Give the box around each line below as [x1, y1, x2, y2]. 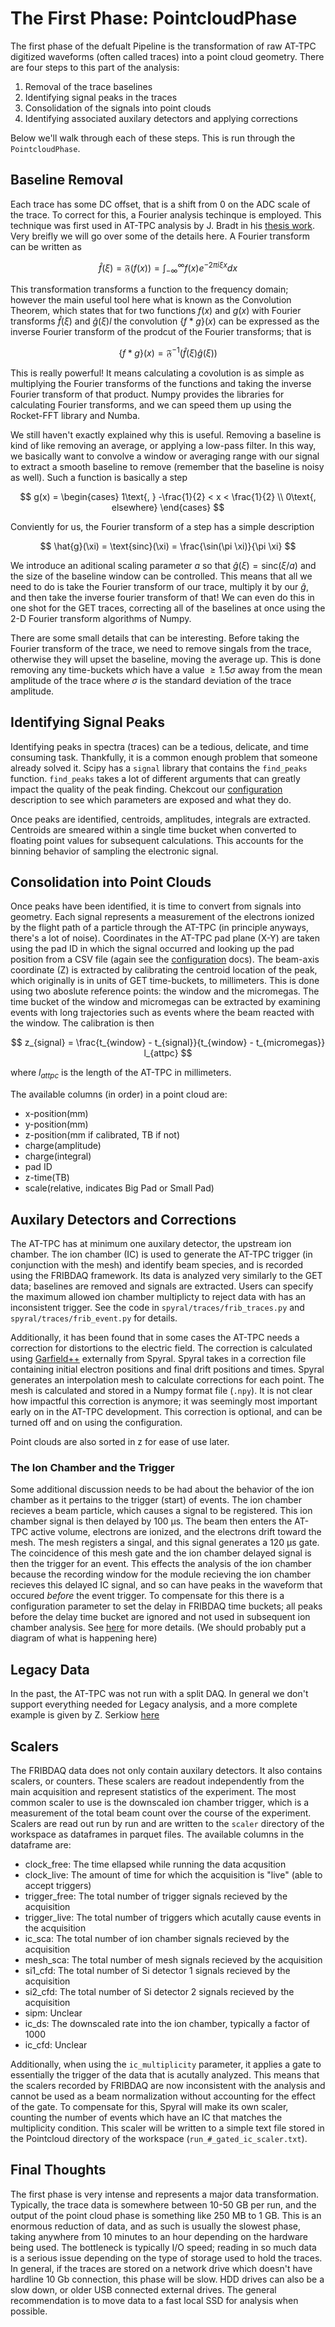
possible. [10, 2305, 48, 2317]
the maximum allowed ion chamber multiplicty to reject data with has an [10, 1291, 307, 1303]
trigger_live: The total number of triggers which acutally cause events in [24, 1912, 322, 1924]
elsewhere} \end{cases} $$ [111, 501, 225, 513]
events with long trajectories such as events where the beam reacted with [10, 1007, 315, 1019]
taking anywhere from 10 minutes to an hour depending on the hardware [10, 2230, 308, 2242]
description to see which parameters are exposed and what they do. [10, 793, 292, 806]
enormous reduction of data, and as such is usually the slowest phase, [10, 2220, 301, 2232]
